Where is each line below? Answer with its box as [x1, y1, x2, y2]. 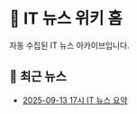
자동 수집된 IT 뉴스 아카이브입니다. [9, 40, 130, 51]
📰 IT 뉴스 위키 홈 [9, 8, 123, 29]
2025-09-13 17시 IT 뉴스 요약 [22, 94, 128, 105]
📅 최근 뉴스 [9, 69, 68, 84]
